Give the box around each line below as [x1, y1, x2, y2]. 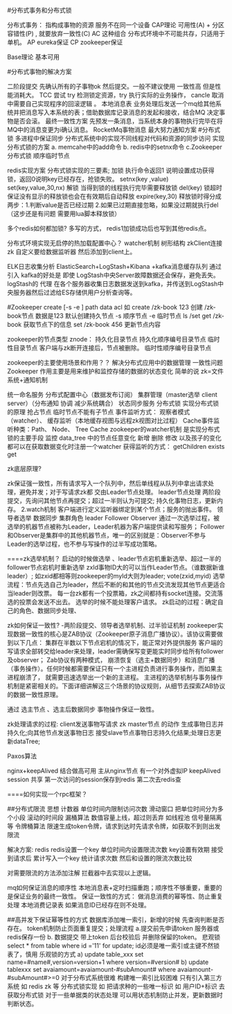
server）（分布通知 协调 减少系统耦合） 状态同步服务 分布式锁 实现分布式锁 [7, 399, 220, 407]
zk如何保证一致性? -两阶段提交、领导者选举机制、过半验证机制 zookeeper [7, 621, 217, 629]
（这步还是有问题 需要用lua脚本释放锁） [7, 210, 121, 217]
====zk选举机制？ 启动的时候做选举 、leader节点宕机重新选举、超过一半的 [7, 555, 222, 562]
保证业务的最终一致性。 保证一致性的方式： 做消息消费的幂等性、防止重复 [12, 892, 223, 900]
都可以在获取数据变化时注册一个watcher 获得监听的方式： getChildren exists [7, 443, 225, 450]
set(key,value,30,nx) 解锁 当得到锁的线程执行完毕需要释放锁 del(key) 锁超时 [7, 184, 223, 192]
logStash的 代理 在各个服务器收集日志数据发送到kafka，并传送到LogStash [7, 280, 218, 287]
